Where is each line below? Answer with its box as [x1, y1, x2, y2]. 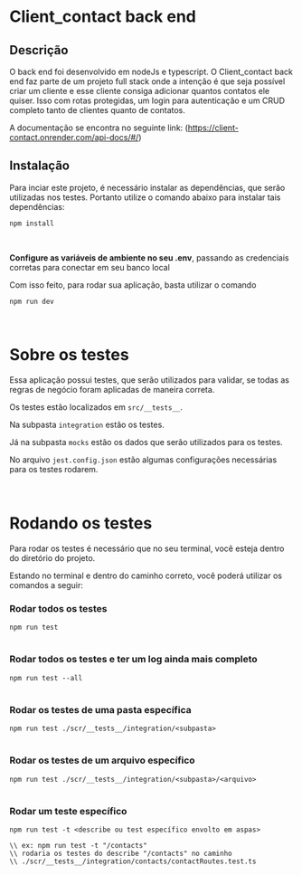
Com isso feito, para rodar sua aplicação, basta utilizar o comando [9, 279, 257, 290]
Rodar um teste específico [9, 804, 127, 817]
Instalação [9, 158, 71, 174]
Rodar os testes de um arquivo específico [9, 754, 196, 766]
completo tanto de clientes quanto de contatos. [9, 105, 185, 115]
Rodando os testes [9, 513, 153, 533]
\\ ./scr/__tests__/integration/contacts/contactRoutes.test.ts [9, 857, 257, 866]
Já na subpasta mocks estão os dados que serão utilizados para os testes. [9, 436, 283, 447]
